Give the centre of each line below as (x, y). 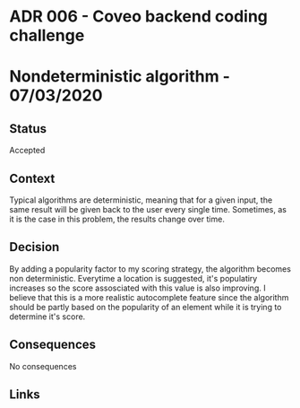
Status (28, 129)
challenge (47, 35)
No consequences (43, 366)
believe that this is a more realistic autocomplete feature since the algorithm (149, 297)
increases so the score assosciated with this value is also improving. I (137, 288)
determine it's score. (47, 317)
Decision (34, 247)
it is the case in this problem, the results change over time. (117, 219)
